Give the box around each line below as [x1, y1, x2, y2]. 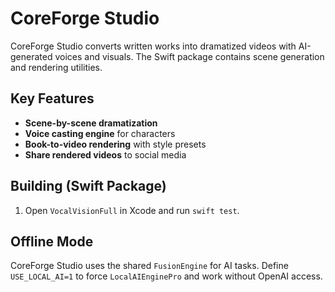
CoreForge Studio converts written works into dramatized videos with [10, 40, 297, 52]
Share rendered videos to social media [24, 148, 187, 161]
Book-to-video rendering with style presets [24, 138, 207, 150]
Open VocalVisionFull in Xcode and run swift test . [24, 204, 240, 216]
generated [10, 50, 53, 62]
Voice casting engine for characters [24, 127, 176, 139]
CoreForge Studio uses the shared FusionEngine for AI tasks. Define [10, 260, 289, 272]
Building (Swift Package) [10, 178, 167, 195]
